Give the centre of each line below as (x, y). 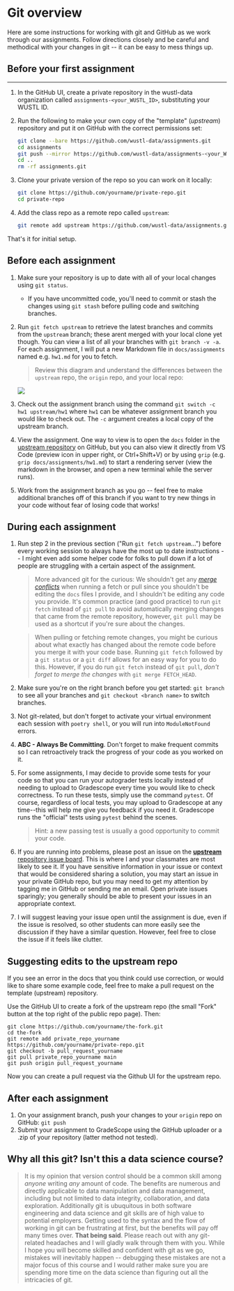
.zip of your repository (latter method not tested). (87, 1137)
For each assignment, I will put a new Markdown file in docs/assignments (121, 349)
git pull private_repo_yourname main (62, 1057)
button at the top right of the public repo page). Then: (84, 1014)
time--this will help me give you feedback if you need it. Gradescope (116, 810)
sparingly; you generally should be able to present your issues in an (114, 896)
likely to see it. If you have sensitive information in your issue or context (120, 867)
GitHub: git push (41, 1122)
